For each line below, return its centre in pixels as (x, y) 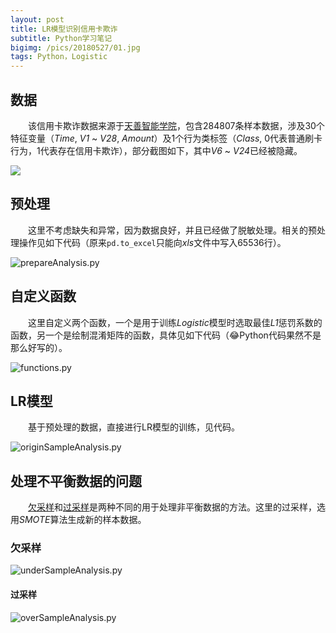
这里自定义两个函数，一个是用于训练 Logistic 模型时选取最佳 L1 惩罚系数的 (175, 322)
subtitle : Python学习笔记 (61, 38)
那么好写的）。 (39, 347)
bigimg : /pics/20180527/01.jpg (75, 47)
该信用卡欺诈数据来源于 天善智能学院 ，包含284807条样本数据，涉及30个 (176, 125)
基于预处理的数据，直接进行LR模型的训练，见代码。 (134, 427)
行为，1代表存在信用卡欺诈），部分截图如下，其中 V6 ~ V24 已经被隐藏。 (156, 150)
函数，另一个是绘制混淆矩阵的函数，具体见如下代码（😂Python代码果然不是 (166, 335)
